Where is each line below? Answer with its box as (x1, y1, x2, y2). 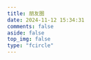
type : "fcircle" (7, 42, 54, 49)
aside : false (7, 29, 45, 37)
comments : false (7, 23, 54, 30)
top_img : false (7, 36, 51, 43)
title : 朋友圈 (7, 10, 45, 17)
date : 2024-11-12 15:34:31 (7, 17, 85, 23)
